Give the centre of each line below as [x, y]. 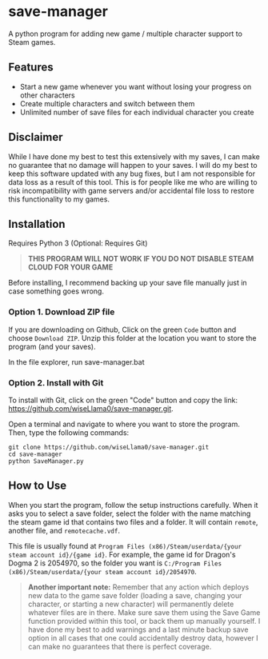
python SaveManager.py [46, 461]
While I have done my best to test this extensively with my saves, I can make [134, 156]
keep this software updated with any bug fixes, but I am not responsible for [132, 174]
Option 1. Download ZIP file [62, 312]
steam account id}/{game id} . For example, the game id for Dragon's [122, 554]
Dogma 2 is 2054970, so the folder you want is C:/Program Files [115, 563]
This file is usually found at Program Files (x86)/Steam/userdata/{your [125, 545]
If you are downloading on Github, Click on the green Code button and [122, 329]
